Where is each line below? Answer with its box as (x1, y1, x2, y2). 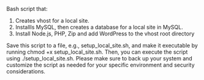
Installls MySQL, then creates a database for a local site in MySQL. (15, 24, 183, 31)
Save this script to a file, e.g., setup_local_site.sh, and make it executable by (6, 42, 198, 49)
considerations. (6, 68, 46, 75)
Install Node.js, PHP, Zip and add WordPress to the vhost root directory (15, 30, 195, 37)
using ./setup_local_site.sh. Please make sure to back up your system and (6, 55, 193, 62)
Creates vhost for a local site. (15, 17, 90, 24)
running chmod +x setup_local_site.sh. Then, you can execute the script (6, 48, 188, 56)
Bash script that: (6, 5, 48, 12)
